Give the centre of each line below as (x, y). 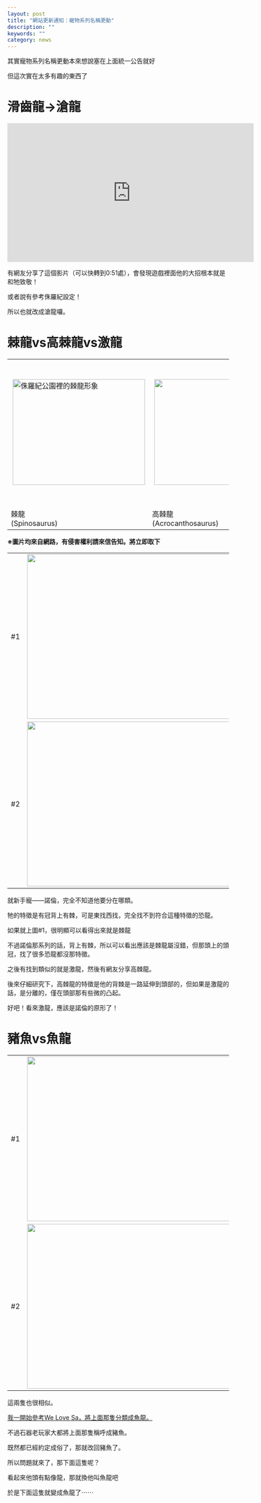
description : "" (31, 27)
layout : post (26, 14)
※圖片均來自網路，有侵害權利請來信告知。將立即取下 (84, 541)
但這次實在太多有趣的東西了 (47, 76)
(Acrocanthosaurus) (186, 523)
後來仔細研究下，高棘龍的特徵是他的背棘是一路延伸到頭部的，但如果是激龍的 (118, 984)
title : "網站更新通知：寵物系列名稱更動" (61, 20)
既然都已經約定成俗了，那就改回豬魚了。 (66, 1447)
